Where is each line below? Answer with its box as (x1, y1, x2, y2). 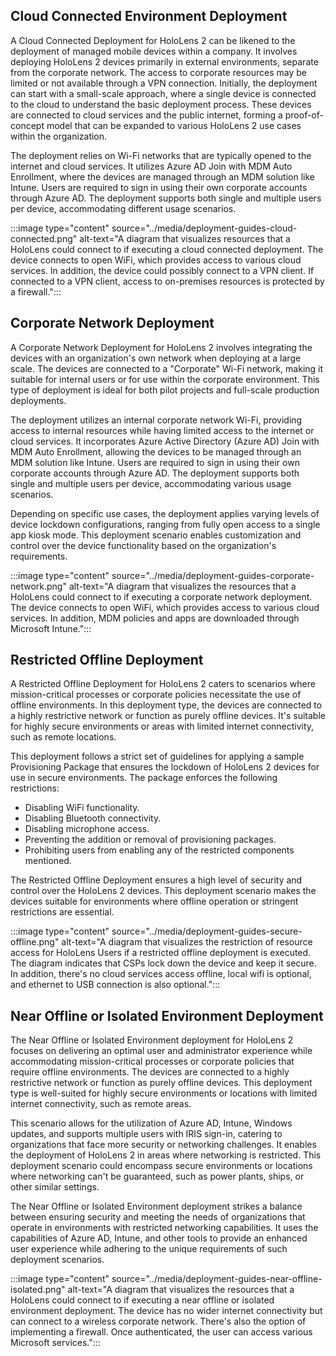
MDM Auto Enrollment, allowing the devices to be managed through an (10, 445, 302, 458)
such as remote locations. (10, 731, 117, 743)
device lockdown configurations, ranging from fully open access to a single (10, 518, 321, 530)
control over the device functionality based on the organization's (10, 539, 277, 551)
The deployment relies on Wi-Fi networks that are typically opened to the (10, 149, 312, 161)
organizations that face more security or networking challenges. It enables (10, 1139, 317, 1151)
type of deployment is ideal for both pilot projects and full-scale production (10, 384, 320, 396)
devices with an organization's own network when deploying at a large (10, 352, 302, 364)
